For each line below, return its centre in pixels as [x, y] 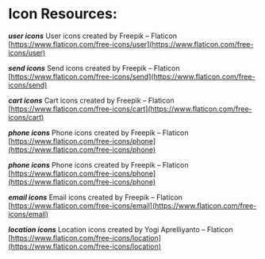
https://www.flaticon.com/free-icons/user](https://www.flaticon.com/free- [132, 44]
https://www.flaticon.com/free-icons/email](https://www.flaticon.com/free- [134, 205]
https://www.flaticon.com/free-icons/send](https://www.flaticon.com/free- [133, 76]
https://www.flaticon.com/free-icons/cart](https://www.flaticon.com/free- [131, 109]
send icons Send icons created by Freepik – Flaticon [94, 68]
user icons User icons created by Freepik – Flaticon [92, 36]
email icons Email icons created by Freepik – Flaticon [95, 197]
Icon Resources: [63, 14]
